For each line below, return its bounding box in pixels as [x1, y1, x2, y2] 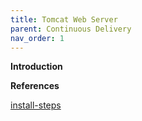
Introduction [10, 61, 63, 73]
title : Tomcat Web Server [10, 14, 118, 25]
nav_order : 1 [10, 33, 65, 43]
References [10, 80, 60, 92]
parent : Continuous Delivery [10, 24, 132, 34]
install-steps [10, 99, 62, 111]
